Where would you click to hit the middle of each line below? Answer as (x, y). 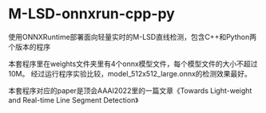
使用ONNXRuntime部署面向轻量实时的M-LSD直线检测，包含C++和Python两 (133, 37)
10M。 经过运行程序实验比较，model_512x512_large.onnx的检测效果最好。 (130, 73)
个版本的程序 (29, 47)
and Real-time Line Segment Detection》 (73, 99)
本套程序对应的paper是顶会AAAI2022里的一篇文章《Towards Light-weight (130, 90)
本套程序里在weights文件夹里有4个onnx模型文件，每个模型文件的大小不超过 (133, 64)
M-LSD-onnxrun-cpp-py (92, 14)
